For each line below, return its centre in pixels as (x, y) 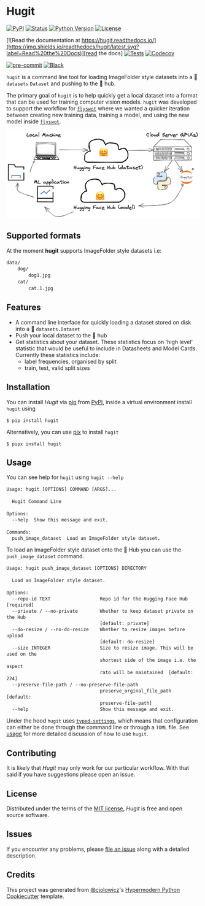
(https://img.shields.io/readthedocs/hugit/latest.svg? (73, 47)
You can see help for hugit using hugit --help (65, 477)
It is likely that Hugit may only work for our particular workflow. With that (98, 768)
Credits (21, 875)
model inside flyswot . (34, 121)
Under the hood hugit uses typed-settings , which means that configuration (102, 721)
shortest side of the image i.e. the (148, 661)
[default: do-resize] (127, 642)
